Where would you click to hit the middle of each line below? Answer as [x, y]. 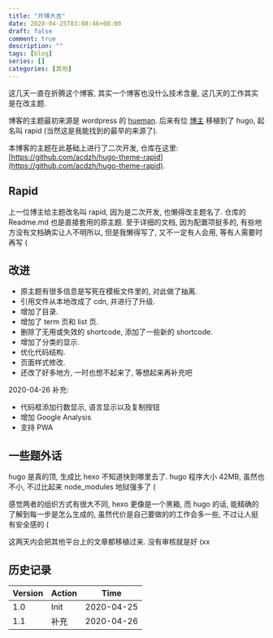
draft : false [30, 31]
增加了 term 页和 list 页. [59, 322]
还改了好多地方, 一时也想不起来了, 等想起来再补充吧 [106, 373]
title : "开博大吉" [37, 16]
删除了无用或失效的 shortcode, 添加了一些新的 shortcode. [116, 332]
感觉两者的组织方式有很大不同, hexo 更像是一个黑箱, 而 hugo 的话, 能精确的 [134, 504]
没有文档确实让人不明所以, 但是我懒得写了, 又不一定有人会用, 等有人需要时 [139, 232]
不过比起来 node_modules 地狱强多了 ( [91, 487]
